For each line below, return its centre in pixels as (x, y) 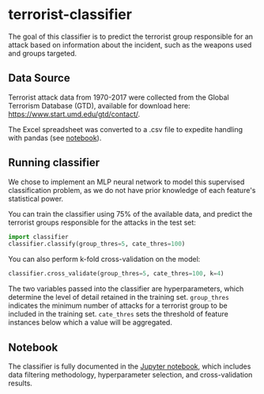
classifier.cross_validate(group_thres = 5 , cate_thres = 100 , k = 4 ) (116, 274)
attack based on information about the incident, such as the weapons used (130, 44)
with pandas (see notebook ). (55, 138)
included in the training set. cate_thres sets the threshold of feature (119, 314)
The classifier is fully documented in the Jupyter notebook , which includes (130, 366)
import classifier (38, 237)
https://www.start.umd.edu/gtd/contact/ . (74, 114)
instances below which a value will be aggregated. (90, 323)
